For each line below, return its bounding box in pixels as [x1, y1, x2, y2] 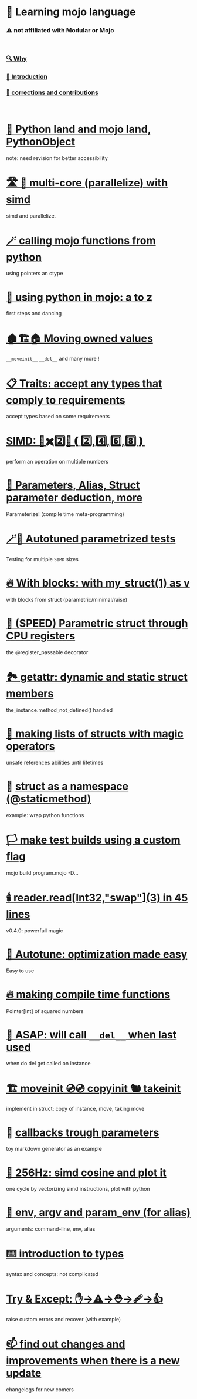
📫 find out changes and [6, 1338, 125, 1351]
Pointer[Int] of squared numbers [6, 1007, 84, 1014]
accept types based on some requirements [6, 413, 110, 420]
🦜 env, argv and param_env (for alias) [6, 1206, 191, 1220]
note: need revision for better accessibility [6, 154, 108, 161]
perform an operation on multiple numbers [6, 458, 108, 465]
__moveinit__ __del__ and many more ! [6, 355, 100, 362]
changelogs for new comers [6, 1386, 74, 1393]
